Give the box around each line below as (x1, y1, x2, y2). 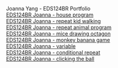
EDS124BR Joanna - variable (6, 43, 76, 50)
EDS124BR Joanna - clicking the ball (6, 56, 94, 62)
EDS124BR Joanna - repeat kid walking (6, 18, 101, 24)
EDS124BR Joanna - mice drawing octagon (6, 30, 111, 37)
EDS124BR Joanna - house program (6, 11, 94, 18)
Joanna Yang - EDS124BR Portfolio (6, 5, 91, 12)
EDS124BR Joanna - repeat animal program (6, 24, 112, 31)
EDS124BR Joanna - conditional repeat (6, 49, 100, 56)
